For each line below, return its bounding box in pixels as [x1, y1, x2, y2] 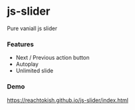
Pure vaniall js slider [7, 25, 57, 32]
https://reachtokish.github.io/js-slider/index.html [7, 96, 129, 104]
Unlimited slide [15, 67, 54, 74]
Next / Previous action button [15, 54, 90, 61]
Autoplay [15, 60, 39, 68]
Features [7, 40, 34, 49]
